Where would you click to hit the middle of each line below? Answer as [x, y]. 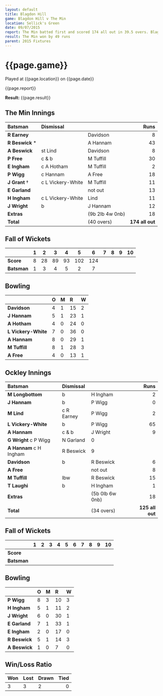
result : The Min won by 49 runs [38, 37]
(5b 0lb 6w [104, 493]
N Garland [73, 440]
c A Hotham [55, 166]
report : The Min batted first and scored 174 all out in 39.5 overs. [77, 32]
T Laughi [18, 485]
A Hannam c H [24, 448]
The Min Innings [30, 113]
